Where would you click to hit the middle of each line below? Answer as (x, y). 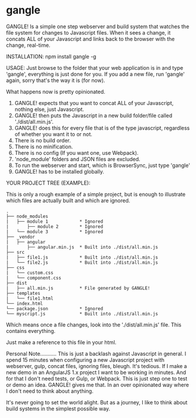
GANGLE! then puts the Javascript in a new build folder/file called (93, 115)
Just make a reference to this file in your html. (61, 342)
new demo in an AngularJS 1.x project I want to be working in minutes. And (96, 372)
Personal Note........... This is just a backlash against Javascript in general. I (96, 354)
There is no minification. (44, 147)
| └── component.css (34, 278)
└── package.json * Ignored (55, 308)
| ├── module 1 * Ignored (55, 221)
